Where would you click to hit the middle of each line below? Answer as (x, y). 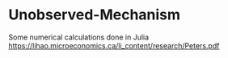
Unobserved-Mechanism (94, 15)
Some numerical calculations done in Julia (79, 37)
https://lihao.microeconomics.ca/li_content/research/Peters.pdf (114, 45)
